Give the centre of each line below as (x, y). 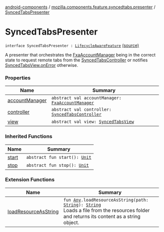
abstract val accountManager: (87, 98)
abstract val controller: (82, 110)
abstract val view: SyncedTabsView (93, 122)
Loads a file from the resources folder (106, 210)
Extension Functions (30, 180)
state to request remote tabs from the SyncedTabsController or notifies (76, 60)
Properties (18, 77)
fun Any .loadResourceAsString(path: (106, 200)
